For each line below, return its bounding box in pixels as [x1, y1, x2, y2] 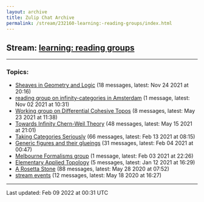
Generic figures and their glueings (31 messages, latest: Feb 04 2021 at [15, 140, 194, 147]
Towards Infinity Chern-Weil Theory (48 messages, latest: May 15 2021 [15, 120, 192, 127]
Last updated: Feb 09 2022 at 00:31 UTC [6, 189, 108, 197]
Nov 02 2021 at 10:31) [15, 101, 70, 108]
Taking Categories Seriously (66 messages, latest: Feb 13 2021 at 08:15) [15, 133, 195, 140]
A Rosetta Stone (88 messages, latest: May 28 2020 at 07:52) [15, 165, 170, 173]
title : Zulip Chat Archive [6, 15, 75, 21]
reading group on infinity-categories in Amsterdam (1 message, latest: [15, 95, 190, 102]
